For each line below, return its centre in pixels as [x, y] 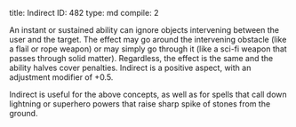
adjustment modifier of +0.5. [61, 77]
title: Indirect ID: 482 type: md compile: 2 [84, 13]
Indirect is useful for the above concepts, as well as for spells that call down [148, 94]
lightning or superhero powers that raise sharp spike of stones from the [140, 104]
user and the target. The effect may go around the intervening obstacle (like [148, 40]
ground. [24, 113]
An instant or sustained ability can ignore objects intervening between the [144, 30]
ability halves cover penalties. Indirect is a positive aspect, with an [130, 67]
